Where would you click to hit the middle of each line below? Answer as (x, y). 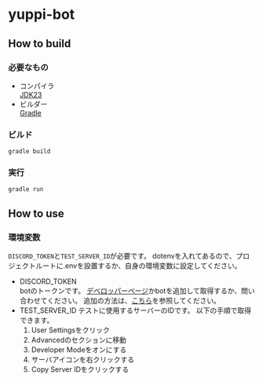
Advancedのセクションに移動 (79, 340)
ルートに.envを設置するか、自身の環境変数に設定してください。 (138, 266)
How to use (36, 213)
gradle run (26, 189)
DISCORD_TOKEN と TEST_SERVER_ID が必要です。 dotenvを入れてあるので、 (122, 256)
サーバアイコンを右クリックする (83, 360)
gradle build (29, 152)
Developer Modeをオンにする (79, 350)
